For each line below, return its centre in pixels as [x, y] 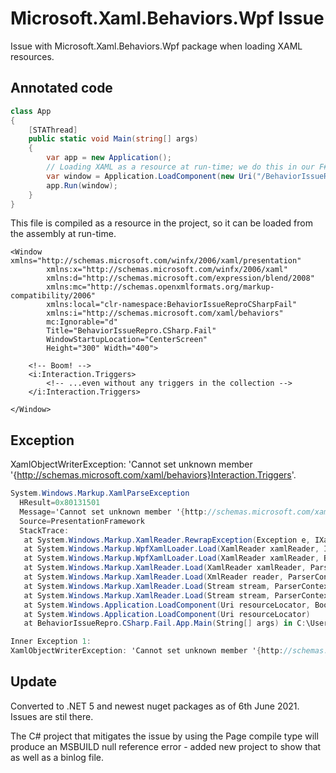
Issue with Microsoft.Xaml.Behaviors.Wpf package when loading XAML [156, 46]
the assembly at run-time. [63, 234]
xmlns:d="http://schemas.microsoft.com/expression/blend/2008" [180, 278]
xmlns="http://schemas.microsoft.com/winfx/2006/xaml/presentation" [156, 261]
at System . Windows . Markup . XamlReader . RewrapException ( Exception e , [167, 540]
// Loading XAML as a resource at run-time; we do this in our [180, 167]
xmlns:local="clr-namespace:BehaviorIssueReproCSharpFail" [172, 305]
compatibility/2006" [53, 296]
